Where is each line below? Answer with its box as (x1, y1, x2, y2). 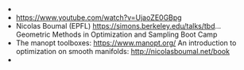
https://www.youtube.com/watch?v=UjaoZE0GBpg (15, 13, 182, 22)
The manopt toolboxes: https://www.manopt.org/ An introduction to (15, 38, 237, 48)
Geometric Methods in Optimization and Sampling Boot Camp (15, 29, 218, 39)
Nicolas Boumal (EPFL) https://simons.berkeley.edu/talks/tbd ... (15, 21, 222, 30)
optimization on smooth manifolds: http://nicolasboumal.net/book (15, 47, 230, 56)
